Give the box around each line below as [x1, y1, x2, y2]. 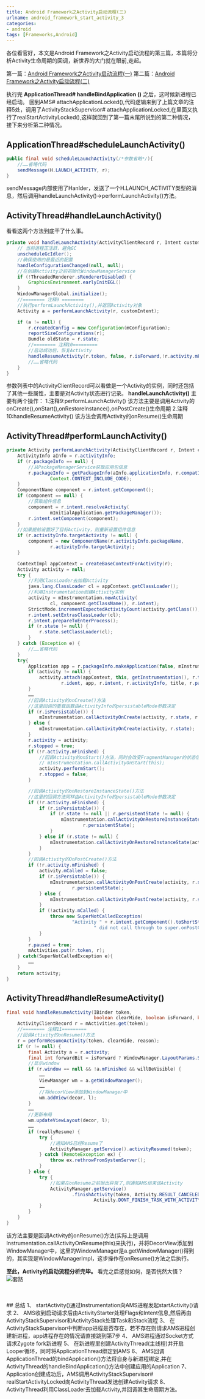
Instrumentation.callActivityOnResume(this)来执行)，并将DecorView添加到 [6, 1239, 193, 1246]
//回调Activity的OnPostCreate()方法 [28, 856, 117, 862]
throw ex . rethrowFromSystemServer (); [49, 1157, 146, 1164]
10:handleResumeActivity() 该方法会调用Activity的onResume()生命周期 [6, 413, 183, 420]
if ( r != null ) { [17, 1043, 62, 1049]
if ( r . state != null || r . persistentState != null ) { [49, 811, 190, 817]
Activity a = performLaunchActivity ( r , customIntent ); [17, 307, 160, 314]
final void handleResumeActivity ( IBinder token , [6, 1009, 132, 1016]
